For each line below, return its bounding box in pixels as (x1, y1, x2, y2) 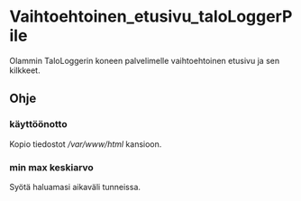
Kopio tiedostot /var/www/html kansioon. (9, 138, 162, 150)
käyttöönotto (9, 118, 68, 131)
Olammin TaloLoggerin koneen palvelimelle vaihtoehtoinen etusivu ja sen (9, 55, 280, 66)
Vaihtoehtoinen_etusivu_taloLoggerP (9, 6, 293, 27)
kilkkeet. (9, 65, 41, 76)
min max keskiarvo (9, 160, 95, 173)
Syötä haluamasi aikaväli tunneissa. (9, 181, 141, 192)
